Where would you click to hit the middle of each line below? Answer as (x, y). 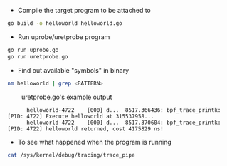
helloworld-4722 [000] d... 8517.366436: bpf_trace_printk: (123, 110)
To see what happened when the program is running (95, 142)
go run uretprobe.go (38, 56)
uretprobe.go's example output (67, 97)
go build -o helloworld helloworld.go (65, 24)
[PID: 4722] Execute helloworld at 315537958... (81, 116)
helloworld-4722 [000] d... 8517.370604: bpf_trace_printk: (123, 123)
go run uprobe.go (33, 50)
